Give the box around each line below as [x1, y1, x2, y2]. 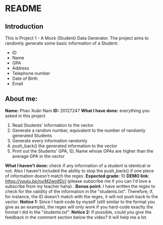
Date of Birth [12, 76, 38, 81]
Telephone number [12, 70, 50, 76]
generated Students [12, 132, 52, 138]
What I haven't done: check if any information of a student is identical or [5, 162, 151, 168]
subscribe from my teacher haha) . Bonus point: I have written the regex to [5, 183, 156, 189]
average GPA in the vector [12, 153, 65, 159]
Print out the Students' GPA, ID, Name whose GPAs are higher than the [12, 148, 154, 154]
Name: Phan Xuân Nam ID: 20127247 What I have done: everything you [5, 107, 150, 113]
